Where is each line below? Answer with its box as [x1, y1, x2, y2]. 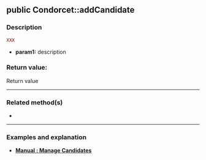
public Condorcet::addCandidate [6, 5, 135, 15]
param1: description [15, 48, 66, 56]
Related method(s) [6, 98, 63, 106]
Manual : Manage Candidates [15, 147, 92, 155]
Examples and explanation [6, 133, 87, 142]
